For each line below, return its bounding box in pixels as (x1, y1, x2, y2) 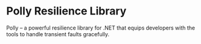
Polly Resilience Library (6, 4, 127, 18)
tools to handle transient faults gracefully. (6, 30, 110, 37)
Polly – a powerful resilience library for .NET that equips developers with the (6, 24, 195, 31)
